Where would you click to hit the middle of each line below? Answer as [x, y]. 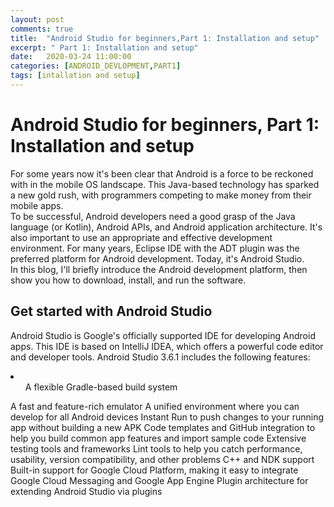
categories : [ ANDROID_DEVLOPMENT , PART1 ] [96, 66]
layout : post [37, 19]
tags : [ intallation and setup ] [75, 76]
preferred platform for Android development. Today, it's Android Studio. [157, 258]
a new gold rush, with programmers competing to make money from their [161, 195]
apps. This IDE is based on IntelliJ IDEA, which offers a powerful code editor [167, 346]
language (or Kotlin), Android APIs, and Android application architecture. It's [166, 227]
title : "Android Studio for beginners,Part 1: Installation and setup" [165, 38]
